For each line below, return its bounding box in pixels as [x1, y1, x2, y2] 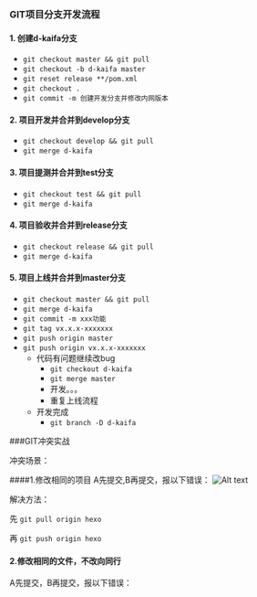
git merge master [49, 374, 116, 383]
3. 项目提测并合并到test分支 [9, 166, 114, 177]
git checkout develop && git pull [22, 137, 154, 146]
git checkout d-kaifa [49, 364, 132, 374]
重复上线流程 [49, 395, 98, 406]
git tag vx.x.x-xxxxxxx [22, 324, 114, 333]
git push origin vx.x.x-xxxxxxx [22, 343, 146, 353]
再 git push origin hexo [9, 532, 102, 543]
